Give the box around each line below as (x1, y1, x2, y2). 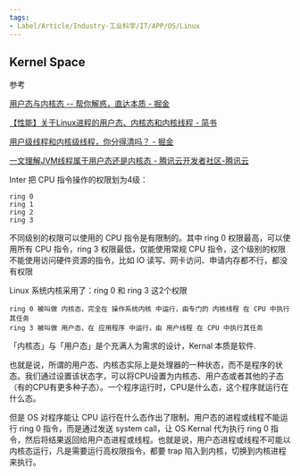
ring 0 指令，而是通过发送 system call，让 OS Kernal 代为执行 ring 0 (19, 423, 270, 434)
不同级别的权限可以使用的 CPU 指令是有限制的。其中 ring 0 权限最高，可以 (9, 233, 283, 243)
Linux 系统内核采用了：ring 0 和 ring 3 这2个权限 (9, 285, 187, 296)
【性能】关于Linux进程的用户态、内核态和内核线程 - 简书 (9, 117, 217, 128)
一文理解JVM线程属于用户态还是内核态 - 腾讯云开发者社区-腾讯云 (9, 156, 250, 166)
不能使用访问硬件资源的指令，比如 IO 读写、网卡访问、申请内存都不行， (9, 255, 272, 266)
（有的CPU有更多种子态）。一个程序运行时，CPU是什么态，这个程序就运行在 (9, 382, 289, 393)
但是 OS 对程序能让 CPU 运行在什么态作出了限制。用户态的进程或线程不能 (9, 412, 281, 423)
